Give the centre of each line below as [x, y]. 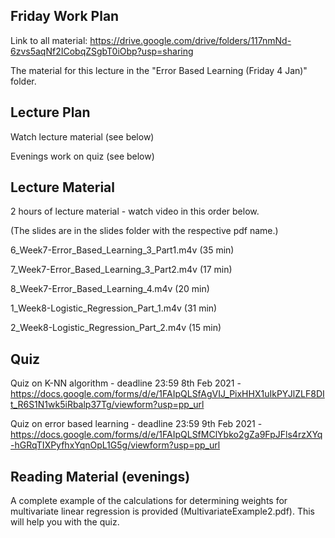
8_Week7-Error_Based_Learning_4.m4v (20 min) [110, 289]
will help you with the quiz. [65, 522]
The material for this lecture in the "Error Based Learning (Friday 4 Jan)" [159, 70]
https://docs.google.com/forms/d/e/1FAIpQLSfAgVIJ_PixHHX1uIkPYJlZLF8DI [167, 394]
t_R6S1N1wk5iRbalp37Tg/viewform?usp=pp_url [107, 405]
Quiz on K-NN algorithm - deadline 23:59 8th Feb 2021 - [126, 383]
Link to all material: [49, 40]
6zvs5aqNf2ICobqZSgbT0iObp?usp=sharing [102, 51]
